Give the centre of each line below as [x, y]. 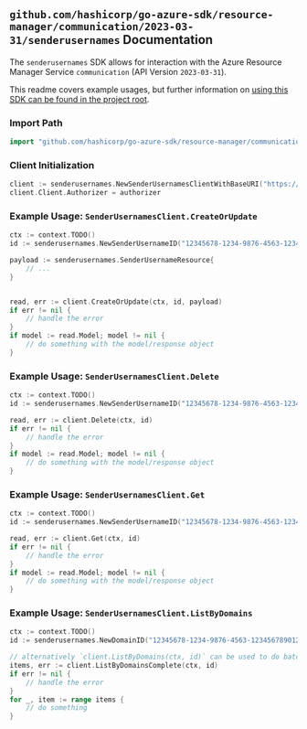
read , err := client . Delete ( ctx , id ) [81, 420]
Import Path [36, 123]
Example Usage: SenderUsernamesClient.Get [107, 494]
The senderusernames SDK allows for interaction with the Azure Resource [146, 62]
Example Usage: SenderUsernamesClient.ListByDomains [131, 613]
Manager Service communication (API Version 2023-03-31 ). [118, 71]
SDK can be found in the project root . [79, 99]
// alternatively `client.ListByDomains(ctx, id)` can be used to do [145, 657]
